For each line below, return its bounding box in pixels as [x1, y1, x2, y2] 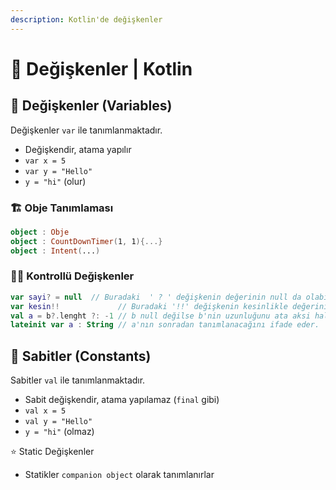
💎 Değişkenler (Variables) [10, 97, 173, 115]
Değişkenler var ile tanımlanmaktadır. [10, 124, 163, 136]
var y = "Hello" [24, 166, 93, 176]
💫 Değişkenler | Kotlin [10, 57, 193, 80]
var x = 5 [24, 156, 67, 166]
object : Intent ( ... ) [10, 246, 101, 256]
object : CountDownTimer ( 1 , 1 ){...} [10, 236, 163, 246]
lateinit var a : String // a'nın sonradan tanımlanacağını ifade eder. [10, 320, 320, 330]
